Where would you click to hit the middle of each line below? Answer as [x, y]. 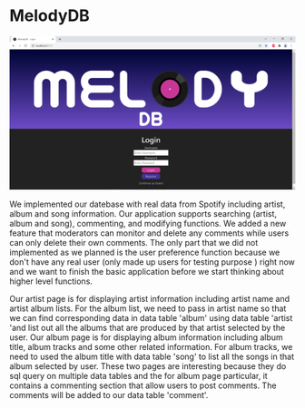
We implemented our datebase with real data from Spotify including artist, [148, 204]
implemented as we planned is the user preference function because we [145, 252]
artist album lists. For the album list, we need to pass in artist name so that [148, 308]
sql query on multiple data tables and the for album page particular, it [138, 375]
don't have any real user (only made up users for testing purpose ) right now [152, 262]
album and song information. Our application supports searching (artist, [143, 213]
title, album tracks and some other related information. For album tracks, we [151, 346]
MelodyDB [50, 16]
